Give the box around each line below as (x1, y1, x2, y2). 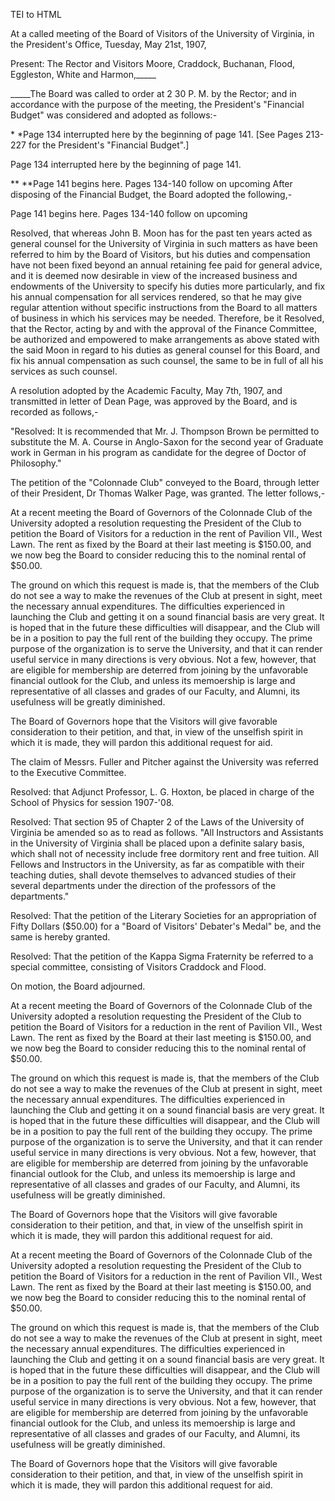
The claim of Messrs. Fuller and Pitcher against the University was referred (10, 756, 319, 768)
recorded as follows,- (10, 406, 99, 418)
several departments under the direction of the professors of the (10, 880, 277, 891)
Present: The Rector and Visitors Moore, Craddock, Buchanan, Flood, (10, 58, 296, 69)
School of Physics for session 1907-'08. (10, 797, 175, 808)
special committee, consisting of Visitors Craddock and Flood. (10, 961, 267, 973)
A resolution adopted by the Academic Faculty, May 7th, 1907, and (10, 385, 283, 396)
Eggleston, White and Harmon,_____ (10, 69, 157, 80)
